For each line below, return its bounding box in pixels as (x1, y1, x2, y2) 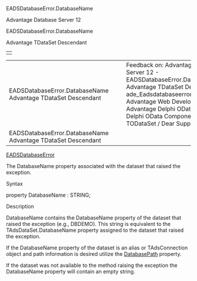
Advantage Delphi (125, 105, 176, 113)
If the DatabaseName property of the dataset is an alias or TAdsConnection (6, 244, 188, 251)
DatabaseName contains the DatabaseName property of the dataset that (6, 214, 182, 221)
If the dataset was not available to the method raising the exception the (6, 262, 178, 269)
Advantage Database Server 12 (6, 16, 81, 23)
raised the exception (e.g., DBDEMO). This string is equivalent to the (6, 221, 171, 227)
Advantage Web (125, 98, 171, 105)
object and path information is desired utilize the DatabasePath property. (6, 251, 182, 257)
